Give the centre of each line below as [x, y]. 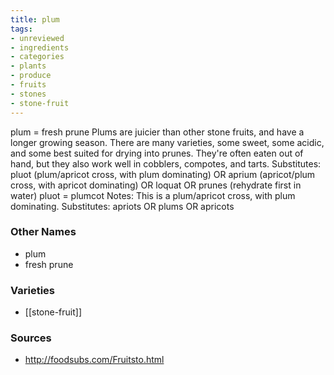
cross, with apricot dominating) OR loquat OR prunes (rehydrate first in [156, 185]
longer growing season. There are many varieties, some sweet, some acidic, [167, 142]
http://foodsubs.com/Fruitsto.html [94, 360]
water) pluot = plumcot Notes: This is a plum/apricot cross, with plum [153, 195]
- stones [28, 94]
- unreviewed [37, 38]
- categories [37, 57]
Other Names [43, 232]
